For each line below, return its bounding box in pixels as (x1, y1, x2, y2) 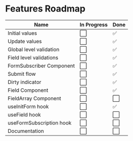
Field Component (8, 86, 49, 93)
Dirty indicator (8, 78, 42, 85)
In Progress (79, 21, 108, 28)
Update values (8, 38, 42, 45)
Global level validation (8, 46, 60, 53)
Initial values (8, 30, 37, 37)
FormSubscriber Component (8, 62, 75, 69)
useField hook (8, 111, 41, 118)
